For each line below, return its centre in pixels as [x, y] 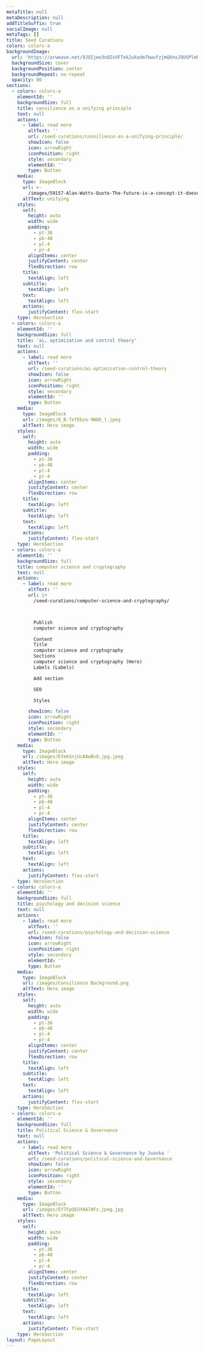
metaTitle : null [27, 12]
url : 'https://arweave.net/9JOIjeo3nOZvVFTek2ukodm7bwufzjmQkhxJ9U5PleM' [107, 57]
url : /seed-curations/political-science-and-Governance [100, 1159]
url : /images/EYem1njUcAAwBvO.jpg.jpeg [73, 757]
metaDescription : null [35, 18]
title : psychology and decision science [69, 904]
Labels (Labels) [54, 667]
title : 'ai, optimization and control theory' [77, 340]
